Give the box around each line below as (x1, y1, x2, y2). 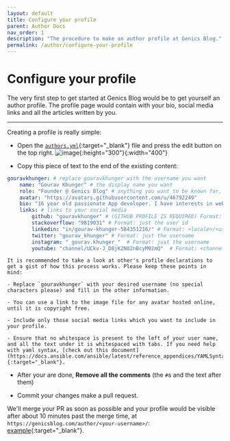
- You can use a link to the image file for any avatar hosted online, (7, 299, 216, 306)
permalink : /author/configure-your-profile (7, 42, 133, 49)
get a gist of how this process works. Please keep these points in (7, 263, 207, 270)
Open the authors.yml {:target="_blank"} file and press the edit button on (16, 141, 222, 149)
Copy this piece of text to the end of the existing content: (16, 161, 178, 170)
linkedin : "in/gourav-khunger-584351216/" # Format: (31, 226, 186, 232)
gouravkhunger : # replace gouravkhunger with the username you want (7, 175, 207, 182)
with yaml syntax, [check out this (7, 347, 109, 354)
